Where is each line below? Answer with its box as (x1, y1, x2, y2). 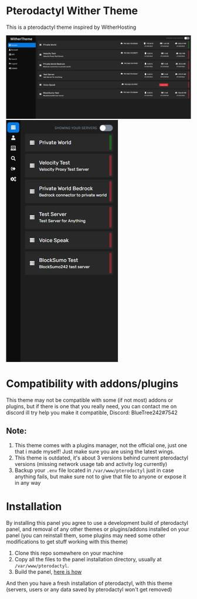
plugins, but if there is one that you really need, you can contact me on (6, 402, 177, 410)
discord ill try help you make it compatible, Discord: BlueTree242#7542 (6, 409, 178, 416)
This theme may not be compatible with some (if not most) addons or (6, 396, 174, 404)
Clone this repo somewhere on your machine (14, 549, 124, 557)
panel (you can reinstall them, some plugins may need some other (6, 531, 166, 539)
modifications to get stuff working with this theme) (6, 538, 128, 545)
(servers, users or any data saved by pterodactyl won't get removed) (6, 585, 172, 593)
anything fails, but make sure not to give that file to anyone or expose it (14, 472, 186, 480)
